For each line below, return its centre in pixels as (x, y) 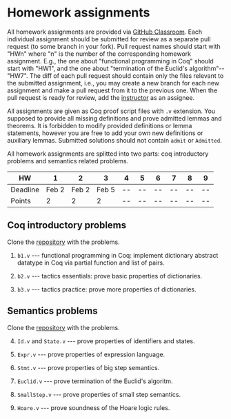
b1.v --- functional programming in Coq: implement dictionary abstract (118, 255)
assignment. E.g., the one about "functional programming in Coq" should (110, 61)
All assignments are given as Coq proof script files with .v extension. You (111, 111)
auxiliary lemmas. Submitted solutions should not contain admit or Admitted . (114, 140)
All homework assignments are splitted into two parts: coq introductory (108, 154)
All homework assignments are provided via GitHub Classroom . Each (105, 32)
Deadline (25, 190)
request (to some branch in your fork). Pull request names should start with (114, 46)
